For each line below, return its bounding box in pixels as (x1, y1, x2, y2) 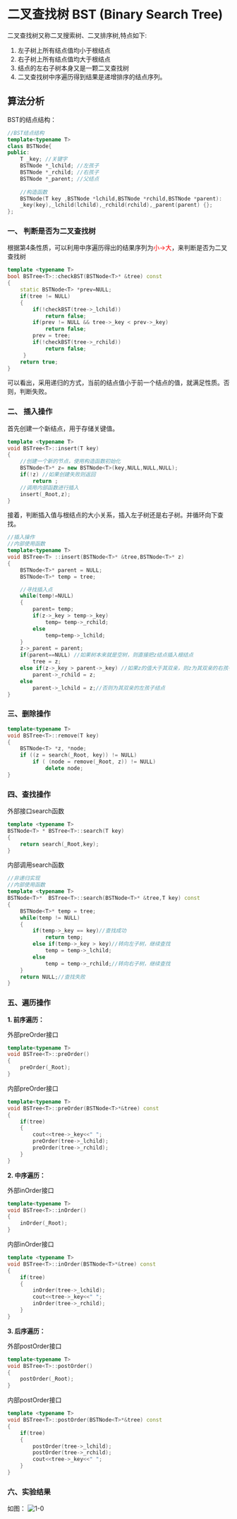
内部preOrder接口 (7, 1084, 59, 1093)
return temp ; (44, 934, 83, 941)
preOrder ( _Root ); (20, 1064, 71, 1071)
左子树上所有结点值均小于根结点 (17, 46, 111, 54)
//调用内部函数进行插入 (20, 484, 79, 491)
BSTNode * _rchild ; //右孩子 (20, 169, 99, 176)
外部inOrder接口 (7, 1186, 54, 1194)
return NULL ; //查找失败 (20, 973, 86, 980)
